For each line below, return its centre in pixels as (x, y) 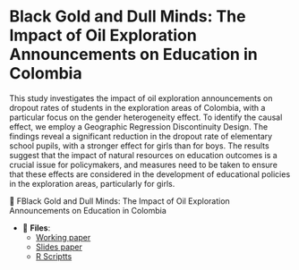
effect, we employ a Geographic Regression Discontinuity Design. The (139, 126)
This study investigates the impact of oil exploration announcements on (141, 98)
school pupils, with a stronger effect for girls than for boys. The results (140, 146)
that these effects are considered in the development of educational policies (150, 174)
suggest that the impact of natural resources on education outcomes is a (143, 155)
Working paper (63, 237)
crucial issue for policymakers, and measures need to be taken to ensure (143, 165)
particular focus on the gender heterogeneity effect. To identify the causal (146, 117)
